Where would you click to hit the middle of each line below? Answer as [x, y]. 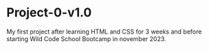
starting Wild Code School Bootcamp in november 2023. [86, 38]
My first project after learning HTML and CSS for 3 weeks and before [104, 32]
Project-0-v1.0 [49, 13]
